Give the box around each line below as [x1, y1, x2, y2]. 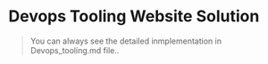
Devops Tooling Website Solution [8, 6, 260, 27]
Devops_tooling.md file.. [29, 44, 120, 55]
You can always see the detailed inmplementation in [29, 36, 222, 46]
